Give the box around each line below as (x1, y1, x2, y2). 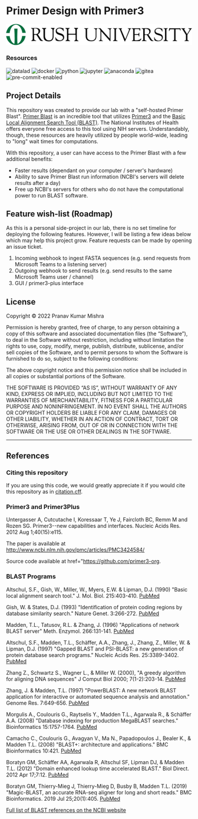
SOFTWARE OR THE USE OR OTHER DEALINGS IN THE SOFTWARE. (6, 428, 171, 435)
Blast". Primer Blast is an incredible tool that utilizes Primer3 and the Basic (6, 113, 186, 120)
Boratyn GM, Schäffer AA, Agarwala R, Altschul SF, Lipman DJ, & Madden (6, 758, 184, 765)
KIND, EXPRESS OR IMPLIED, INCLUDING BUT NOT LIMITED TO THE (6, 391, 173, 398)
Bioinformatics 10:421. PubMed (6, 747, 81, 754)
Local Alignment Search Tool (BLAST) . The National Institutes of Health (6, 119, 179, 126)
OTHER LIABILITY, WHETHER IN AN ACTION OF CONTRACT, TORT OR (6, 415, 178, 422)
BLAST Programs (6, 573, 56, 581)
